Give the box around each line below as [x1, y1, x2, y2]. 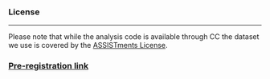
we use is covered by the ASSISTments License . [8, 41, 168, 50]
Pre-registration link [8, 61, 89, 72]
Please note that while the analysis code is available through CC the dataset [8, 32, 260, 41]
